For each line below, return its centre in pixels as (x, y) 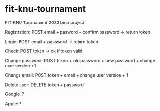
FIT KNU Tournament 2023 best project (45, 22)
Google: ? (15, 94)
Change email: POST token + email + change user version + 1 (67, 75)
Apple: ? (13, 103)
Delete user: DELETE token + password (45, 85)
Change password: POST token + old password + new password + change (80, 60)
